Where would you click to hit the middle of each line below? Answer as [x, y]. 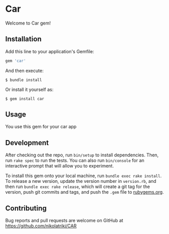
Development [27, 143]
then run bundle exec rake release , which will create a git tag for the [78, 186]
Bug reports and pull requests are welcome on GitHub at [64, 221]
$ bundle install [24, 80]
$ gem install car [25, 99]
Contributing [26, 208]
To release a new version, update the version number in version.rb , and [81, 181]
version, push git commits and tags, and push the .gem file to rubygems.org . [85, 192]
